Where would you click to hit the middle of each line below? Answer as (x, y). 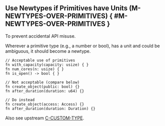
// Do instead (20, 100)
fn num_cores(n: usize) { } (35, 69)
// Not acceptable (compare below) (43, 82)
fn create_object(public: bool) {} (43, 87)
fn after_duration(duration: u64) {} (45, 91)
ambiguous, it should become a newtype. (48, 51)
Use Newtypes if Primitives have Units (66, 8)
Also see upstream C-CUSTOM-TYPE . (45, 118)
